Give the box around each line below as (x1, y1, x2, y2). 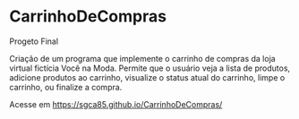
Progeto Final (9, 36, 59, 47)
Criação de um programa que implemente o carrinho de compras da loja (9, 53, 276, 64)
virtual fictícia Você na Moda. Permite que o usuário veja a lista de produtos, (9, 63, 291, 73)
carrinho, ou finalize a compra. (9, 81, 123, 92)
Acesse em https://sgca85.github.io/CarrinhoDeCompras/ (9, 98, 223, 109)
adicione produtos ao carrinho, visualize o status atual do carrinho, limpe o (9, 72, 286, 82)
